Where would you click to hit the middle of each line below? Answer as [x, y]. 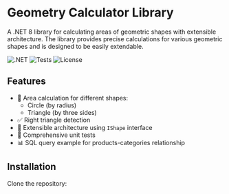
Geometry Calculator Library [90, 13]
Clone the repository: [37, 183]
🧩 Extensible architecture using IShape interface [85, 127]
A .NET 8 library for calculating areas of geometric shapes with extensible [112, 32]
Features [26, 82]
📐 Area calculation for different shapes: [73, 98]
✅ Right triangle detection [54, 120]
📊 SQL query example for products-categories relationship [101, 142]
